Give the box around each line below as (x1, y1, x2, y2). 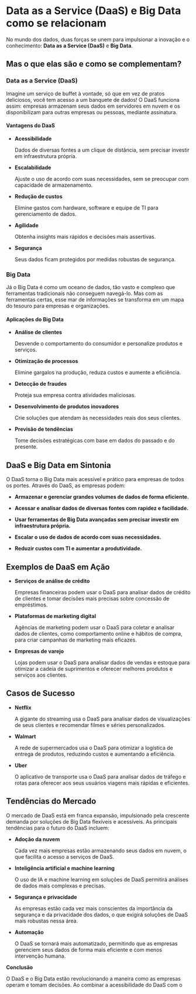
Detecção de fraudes (14, 381, 67, 388)
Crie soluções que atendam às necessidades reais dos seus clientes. (14, 414, 181, 421)
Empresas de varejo (14, 647, 64, 654)
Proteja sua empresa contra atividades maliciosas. (14, 392, 136, 399)
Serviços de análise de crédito (14, 577, 90, 584)
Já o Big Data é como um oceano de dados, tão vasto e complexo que (6, 284, 176, 291)
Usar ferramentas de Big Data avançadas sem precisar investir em (14, 516, 180, 523)
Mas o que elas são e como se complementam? (6, 59, 182, 69)
